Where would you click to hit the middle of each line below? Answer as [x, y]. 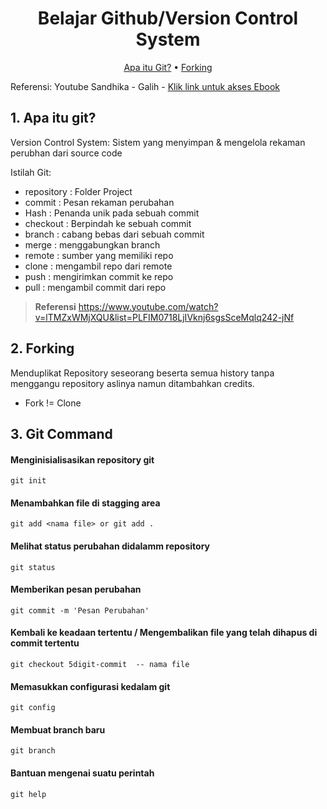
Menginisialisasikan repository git [82, 459]
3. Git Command [61, 433]
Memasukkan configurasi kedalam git [90, 686]
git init [28, 481]
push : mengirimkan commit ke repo [99, 276]
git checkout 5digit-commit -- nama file [100, 664]
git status [33, 567]
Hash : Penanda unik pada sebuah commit [112, 213]
